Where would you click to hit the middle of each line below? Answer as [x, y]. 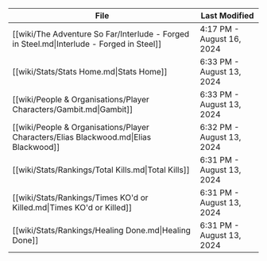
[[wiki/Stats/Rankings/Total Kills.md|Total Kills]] [101, 170]
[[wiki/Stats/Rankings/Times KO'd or [80, 198]
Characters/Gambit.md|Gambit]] [73, 109]
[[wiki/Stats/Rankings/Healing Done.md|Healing [101, 230]
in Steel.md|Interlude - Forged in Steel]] [87, 44]
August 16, [221, 39]
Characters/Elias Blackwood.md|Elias [82, 137]
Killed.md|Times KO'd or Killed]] [72, 207]
